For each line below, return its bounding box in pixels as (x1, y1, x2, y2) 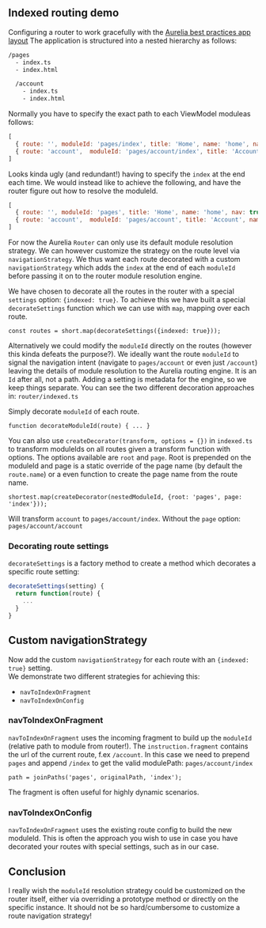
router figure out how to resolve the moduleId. (8, 186, 158, 195)
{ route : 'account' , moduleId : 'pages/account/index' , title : (15, 147, 228, 155)
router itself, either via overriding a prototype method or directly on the (8, 894, 239, 903)
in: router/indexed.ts (8, 392, 79, 401)
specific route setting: (8, 567, 80, 577)
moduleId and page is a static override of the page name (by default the (8, 461, 243, 471)
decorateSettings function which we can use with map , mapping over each (8, 304, 250, 313)
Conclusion (8, 865, 66, 878)
